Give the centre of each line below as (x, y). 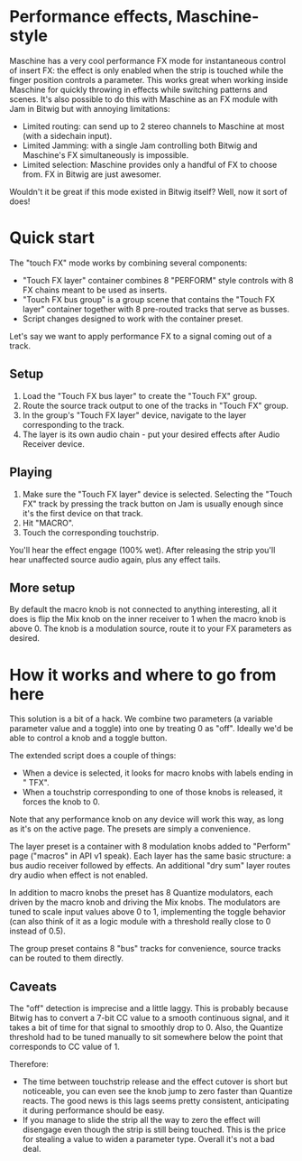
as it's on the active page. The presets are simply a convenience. (130, 829)
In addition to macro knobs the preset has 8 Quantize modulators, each (141, 893)
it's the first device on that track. (83, 513)
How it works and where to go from (143, 675)
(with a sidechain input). (67, 135)
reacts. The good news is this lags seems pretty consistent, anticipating (156, 1101)
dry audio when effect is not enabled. (79, 875)
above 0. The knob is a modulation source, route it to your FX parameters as (151, 628)
